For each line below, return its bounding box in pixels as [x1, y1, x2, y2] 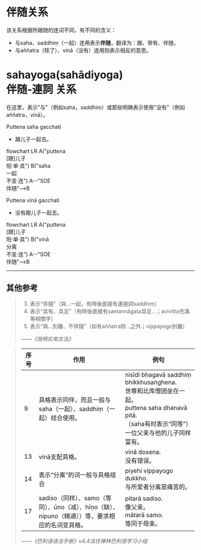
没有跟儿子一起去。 [14, 209, 63, 216]
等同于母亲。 [124, 519, 162, 528]
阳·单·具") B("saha [6, 162, 51, 169]
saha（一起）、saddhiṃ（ [38, 404, 109, 413]
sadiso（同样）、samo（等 [38, 494, 112, 502]
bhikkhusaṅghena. [124, 378, 177, 386]
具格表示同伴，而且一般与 [38, 395, 111, 404]
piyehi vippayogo [124, 466, 173, 474]
